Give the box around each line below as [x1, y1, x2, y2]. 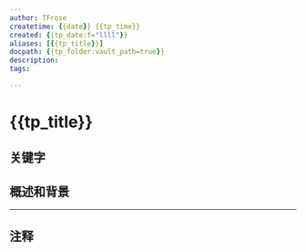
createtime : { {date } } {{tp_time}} [9, 22, 141, 31]
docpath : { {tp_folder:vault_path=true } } [9, 47, 166, 57]
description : [9, 56, 59, 65]
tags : [9, 65, 30, 74]
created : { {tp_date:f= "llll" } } [9, 30, 128, 39]
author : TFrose [9, 13, 67, 23]
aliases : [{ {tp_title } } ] [9, 38, 104, 48]
